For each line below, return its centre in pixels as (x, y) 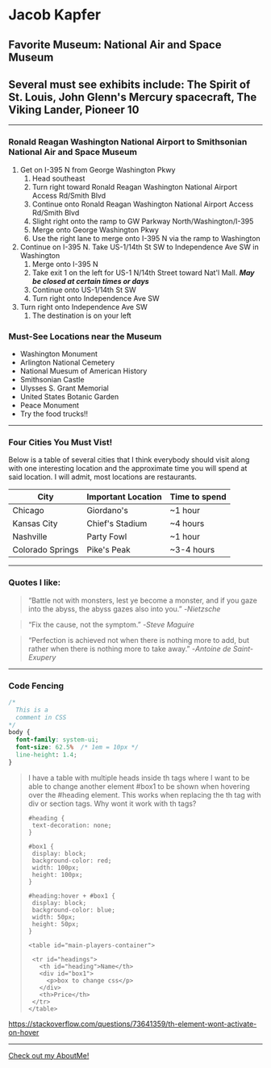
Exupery (42, 657)
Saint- (243, 649)
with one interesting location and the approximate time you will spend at (128, 469)
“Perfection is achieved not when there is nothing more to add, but (139, 640)
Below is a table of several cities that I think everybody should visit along (129, 460)
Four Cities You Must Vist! (60, 442)
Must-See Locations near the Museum (85, 336)
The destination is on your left (81, 315)
